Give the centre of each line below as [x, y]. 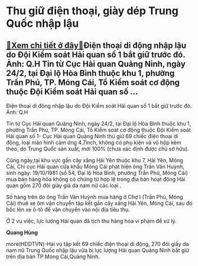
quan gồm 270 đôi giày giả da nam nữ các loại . [64, 185]
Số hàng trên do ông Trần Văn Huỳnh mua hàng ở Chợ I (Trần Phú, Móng [95, 197]
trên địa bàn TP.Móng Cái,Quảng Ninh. [53, 257]
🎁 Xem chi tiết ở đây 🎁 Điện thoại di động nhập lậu [96, 45]
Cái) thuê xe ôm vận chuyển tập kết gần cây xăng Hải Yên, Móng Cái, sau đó [99, 203]
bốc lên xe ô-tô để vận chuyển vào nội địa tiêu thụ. [68, 209]
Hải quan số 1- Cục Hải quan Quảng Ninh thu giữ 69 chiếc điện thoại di [92, 136]
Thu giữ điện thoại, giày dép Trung [92, 11]
